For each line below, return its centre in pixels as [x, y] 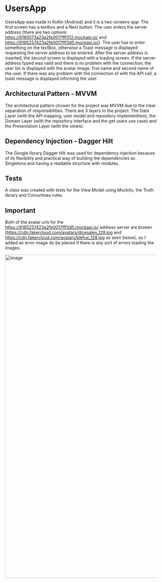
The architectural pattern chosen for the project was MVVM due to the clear [81, 105]
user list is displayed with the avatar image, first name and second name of [80, 68]
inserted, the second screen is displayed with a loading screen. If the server [80, 58]
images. [13, 248]
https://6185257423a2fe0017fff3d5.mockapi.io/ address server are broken [79, 227]
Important [20, 211]
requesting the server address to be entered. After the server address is [76, 53]
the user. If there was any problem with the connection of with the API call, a [81, 73]
